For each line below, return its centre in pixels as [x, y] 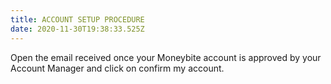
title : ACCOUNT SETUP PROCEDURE [77, 19]
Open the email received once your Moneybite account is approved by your [166, 57]
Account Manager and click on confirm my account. [117, 68]
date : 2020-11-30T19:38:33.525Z [77, 29]
